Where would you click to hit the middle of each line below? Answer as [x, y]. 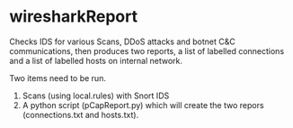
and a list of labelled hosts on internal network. [96, 60]
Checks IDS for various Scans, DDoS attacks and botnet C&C [122, 41]
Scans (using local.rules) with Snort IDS [96, 96]
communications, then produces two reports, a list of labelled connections [147, 50]
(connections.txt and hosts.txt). [80, 114]
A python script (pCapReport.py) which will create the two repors [143, 105]
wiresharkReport [73, 17]
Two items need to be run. [58, 78]
